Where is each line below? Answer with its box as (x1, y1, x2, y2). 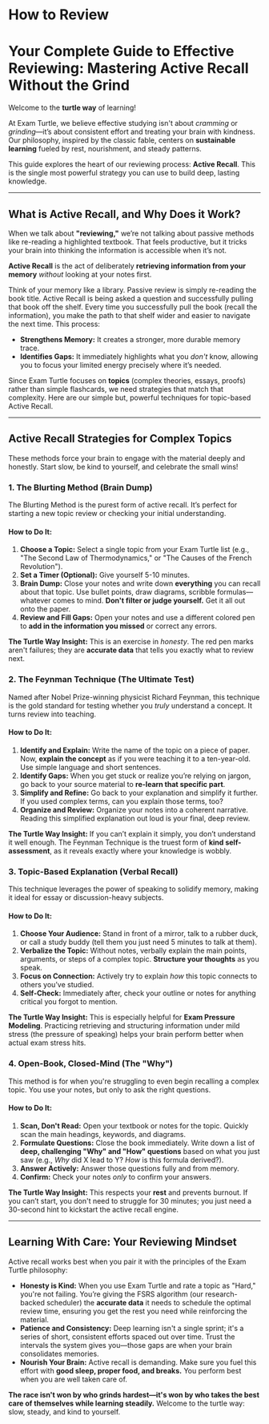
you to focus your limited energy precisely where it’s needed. (19, 360, 222, 369)
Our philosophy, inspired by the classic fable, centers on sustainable (8, 135, 236, 145)
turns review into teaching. (8, 709, 97, 719)
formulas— (217, 587, 254, 597)
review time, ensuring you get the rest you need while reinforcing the (19, 1306, 248, 1316)
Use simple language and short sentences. (19, 762, 162, 772)
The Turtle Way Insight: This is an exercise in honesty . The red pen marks (8, 637, 254, 647)
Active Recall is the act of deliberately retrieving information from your (8, 260, 247, 270)
